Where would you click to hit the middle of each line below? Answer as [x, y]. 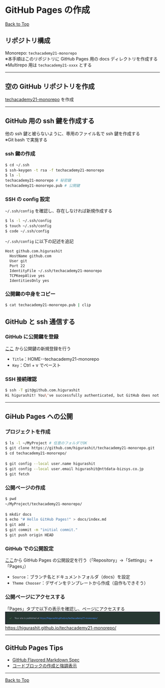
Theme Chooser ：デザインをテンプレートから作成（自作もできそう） [80, 583]
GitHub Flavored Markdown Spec [46, 659]
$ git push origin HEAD [29, 535]
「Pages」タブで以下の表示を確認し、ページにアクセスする [65, 609]
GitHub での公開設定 [29, 548]
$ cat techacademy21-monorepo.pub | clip [48, 305]
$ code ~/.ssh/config [27, 231]
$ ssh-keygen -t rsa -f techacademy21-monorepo [55, 170]
